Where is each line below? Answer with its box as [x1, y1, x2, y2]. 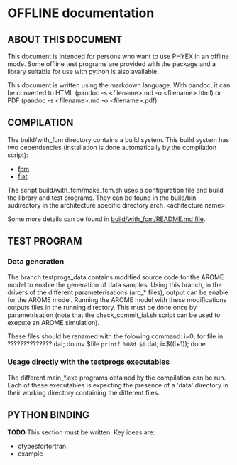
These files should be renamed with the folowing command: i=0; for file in [7, 332, 224, 341]
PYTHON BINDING [7, 409, 90, 421]
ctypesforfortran [17, 442, 66, 450]
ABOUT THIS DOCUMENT [7, 33, 123, 46]
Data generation [7, 257, 65, 267]
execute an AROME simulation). [7, 318, 99, 326]
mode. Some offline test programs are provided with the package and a [7, 60, 216, 68]
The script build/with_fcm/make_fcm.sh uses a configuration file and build [7, 186, 224, 194]
